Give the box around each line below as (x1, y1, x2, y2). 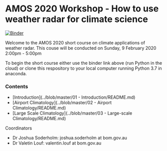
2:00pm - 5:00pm (5, 50, 42, 56)
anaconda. (5, 70, 27, 76)
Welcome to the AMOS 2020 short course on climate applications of (5, 39, 146, 45)
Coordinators (5, 125, 32, 131)
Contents (5, 83, 28, 90)
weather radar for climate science (5, 13, 148, 25)
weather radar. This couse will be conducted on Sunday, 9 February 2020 (5, 45, 157, 51)
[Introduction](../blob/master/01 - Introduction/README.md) (12, 94, 136, 100)
